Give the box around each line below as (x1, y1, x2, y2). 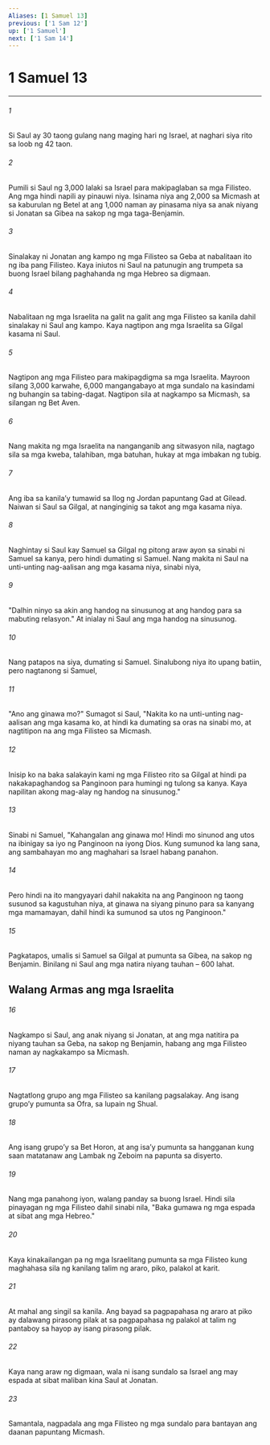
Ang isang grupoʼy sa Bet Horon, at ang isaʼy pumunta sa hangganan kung (8, 1143, 255, 1152)
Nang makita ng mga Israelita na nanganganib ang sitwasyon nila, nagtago (8, 441, 255, 451)
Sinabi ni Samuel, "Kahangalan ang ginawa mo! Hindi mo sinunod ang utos (8, 830, 255, 839)
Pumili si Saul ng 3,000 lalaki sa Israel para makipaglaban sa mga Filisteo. (8, 183, 252, 192)
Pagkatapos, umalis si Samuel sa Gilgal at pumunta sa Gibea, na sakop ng (8, 950, 252, 961)
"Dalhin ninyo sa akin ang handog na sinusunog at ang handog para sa (8, 606, 243, 615)
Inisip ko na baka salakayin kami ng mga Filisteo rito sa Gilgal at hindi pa (8, 770, 247, 779)
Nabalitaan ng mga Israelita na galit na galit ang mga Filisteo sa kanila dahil (8, 312, 256, 322)
